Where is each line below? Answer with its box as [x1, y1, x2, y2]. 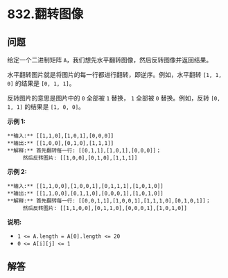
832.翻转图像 [7, 6, 84, 22]
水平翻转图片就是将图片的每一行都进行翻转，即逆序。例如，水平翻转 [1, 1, [7, 71, 222, 78]
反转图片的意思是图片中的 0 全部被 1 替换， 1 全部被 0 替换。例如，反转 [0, [7, 94, 220, 102]
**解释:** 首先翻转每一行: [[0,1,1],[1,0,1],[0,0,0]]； [7, 147, 161, 154]
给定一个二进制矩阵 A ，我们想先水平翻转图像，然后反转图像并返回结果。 [7, 56, 213, 64]
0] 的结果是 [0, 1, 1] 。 [7, 79, 76, 87]
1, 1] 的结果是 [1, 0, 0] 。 [7, 103, 85, 111]
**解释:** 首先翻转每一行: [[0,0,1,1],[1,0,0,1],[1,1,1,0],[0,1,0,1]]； [7, 198, 211, 205]
